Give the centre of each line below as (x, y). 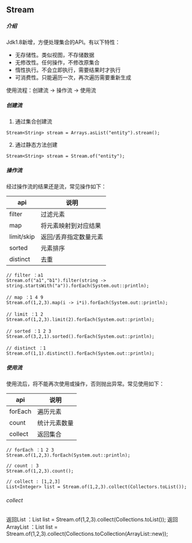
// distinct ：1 (26, 348)
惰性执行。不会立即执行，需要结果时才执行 (68, 70)
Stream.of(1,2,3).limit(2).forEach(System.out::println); (80, 320)
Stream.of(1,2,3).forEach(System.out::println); (68, 456)
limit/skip (22, 237)
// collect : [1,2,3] (33, 482)
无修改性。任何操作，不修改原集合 (57, 63)
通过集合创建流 (33, 121)
